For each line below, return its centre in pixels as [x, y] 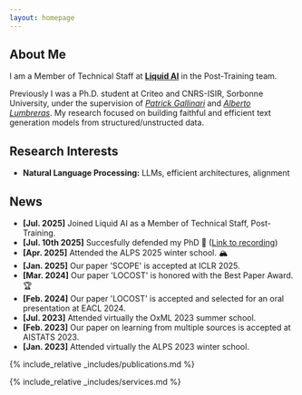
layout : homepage [42, 18]
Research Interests [64, 151]
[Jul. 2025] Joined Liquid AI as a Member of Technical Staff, [136, 224]
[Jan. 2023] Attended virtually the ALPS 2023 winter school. [136, 347]
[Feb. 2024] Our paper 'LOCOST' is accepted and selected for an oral [153, 299]
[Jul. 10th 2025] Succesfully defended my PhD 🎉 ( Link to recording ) [150, 243]
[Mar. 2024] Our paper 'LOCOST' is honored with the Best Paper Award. [158, 275]
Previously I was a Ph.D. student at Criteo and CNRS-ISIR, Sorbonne [136, 94]
